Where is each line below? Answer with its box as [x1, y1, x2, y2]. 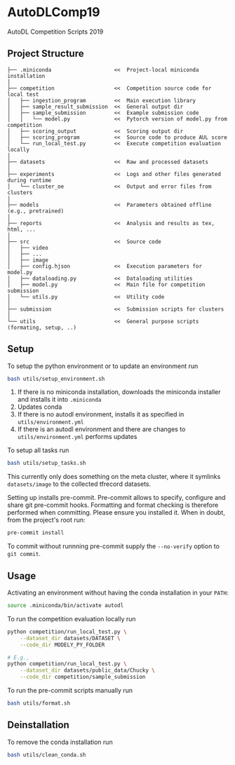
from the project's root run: [7, 516, 86, 524]
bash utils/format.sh [7, 700, 71, 707]
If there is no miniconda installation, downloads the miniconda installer [17, 388, 221, 396]
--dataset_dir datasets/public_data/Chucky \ [20, 667, 156, 674]
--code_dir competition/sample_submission [20, 674, 146, 681]
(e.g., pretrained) [7, 208, 65, 215]
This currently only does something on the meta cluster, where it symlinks [7, 473, 221, 481]
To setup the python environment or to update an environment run [7, 362, 199, 370]
